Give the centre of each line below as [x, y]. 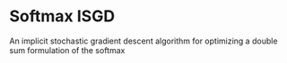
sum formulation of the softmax [67, 50]
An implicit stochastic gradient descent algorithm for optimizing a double [143, 41]
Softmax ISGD [62, 16]
